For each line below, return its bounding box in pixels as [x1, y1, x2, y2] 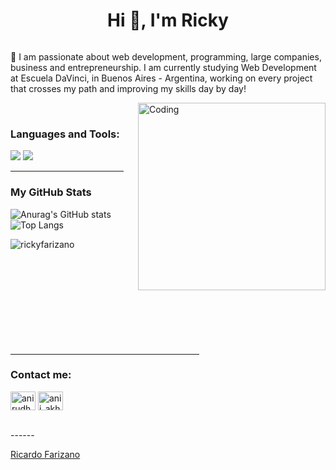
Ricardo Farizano [10, 448, 81, 460]
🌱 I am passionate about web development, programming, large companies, [10, 50, 322, 63]
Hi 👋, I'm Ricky [107, 9, 229, 32]
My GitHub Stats [10, 185, 92, 199]
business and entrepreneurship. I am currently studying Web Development [10, 61, 317, 73]
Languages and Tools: [10, 127, 120, 141]
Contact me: [10, 368, 72, 382]
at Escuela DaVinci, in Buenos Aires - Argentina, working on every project [10, 72, 313, 84]
